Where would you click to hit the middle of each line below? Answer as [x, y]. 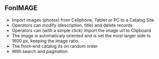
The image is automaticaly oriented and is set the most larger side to [81, 35]
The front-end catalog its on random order [55, 46]
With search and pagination [40, 51]
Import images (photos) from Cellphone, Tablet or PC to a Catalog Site [83, 20]
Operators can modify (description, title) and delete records [72, 25]
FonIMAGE [21, 8]
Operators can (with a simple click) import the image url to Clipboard [81, 30]
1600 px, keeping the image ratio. [46, 41]
